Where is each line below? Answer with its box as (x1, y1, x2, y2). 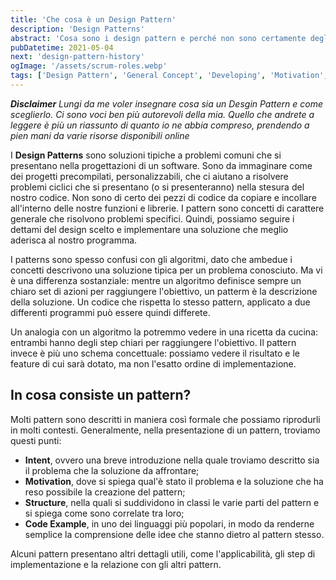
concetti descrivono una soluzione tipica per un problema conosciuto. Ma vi (10, 264, 323, 276)
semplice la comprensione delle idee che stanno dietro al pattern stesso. (24, 528, 325, 540)
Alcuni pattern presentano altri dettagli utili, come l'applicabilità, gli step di (10, 547, 316, 560)
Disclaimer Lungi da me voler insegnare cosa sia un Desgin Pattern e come (10, 97, 324, 110)
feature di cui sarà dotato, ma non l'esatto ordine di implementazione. (10, 357, 297, 370)
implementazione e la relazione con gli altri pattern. (10, 558, 222, 570)
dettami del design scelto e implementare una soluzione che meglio (10, 223, 289, 235)
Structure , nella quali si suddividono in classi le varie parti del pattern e (24, 496, 320, 508)
